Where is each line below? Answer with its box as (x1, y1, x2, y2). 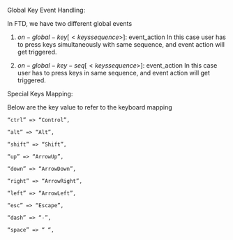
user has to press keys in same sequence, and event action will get (17, 69, 211, 77)
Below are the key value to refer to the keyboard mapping (7, 103, 172, 111)
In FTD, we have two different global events (7, 20, 133, 27)
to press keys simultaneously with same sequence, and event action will (17, 40, 225, 48)
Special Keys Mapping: (7, 90, 73, 98)
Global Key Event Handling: (7, 6, 86, 14)
